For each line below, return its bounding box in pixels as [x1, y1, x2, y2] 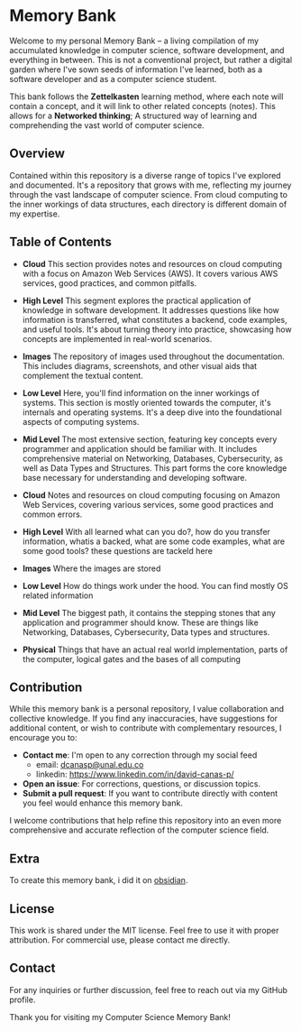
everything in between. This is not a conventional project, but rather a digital [9, 54, 293, 65]
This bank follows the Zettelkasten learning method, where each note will [9, 91, 284, 102]
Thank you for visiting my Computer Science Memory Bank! [9, 1011, 232, 1022]
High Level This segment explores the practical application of [22, 295, 251, 306]
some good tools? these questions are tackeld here [22, 545, 214, 556]
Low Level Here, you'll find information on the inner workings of [22, 387, 260, 398]
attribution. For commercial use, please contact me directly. [9, 934, 231, 945]
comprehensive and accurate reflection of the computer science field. [9, 824, 269, 835]
